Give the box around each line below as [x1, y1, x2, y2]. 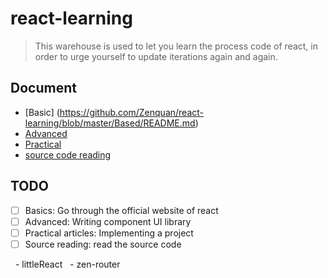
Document [10, 80, 77, 97]
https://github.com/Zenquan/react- [59, 106, 205, 118]
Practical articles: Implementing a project [24, 227, 194, 239]
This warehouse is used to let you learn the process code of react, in [34, 40, 318, 52]
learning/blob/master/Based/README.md [24, 117, 196, 129]
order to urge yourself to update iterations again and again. [34, 50, 278, 62]
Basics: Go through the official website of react [24, 204, 219, 216]
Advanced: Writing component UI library [24, 215, 192, 227]
